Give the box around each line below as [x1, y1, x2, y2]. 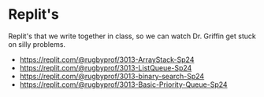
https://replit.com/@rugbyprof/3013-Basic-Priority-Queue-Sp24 [19, 80, 228, 89]
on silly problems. [8, 39, 65, 48]
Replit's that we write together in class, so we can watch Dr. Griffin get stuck [8, 31, 256, 41]
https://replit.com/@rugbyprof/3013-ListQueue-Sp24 [19, 63, 192, 72]
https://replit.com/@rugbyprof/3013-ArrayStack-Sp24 [19, 55, 195, 64]
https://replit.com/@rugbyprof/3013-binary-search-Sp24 [19, 71, 205, 81]
